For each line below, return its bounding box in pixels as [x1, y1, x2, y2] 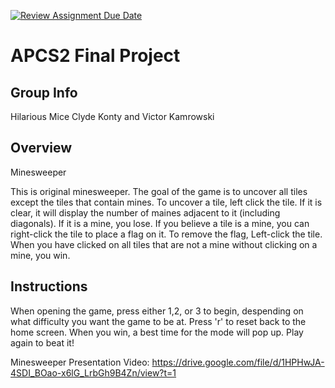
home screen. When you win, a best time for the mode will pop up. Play [10, 326, 304, 338]
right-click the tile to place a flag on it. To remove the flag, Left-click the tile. [10, 228, 323, 240]
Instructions [10, 278, 88, 295]
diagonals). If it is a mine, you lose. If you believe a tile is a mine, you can [10, 217, 310, 229]
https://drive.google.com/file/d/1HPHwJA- [151, 356, 325, 368]
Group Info [10, 84, 78, 101]
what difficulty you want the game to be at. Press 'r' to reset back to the [10, 315, 307, 327]
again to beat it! [10, 336, 75, 349]
